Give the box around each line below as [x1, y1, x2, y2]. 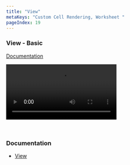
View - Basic [6, 39, 43, 47]
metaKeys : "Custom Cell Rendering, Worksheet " [6, 14, 125, 20]
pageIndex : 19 [6, 19, 41, 25]
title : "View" [6, 8, 41, 15]
